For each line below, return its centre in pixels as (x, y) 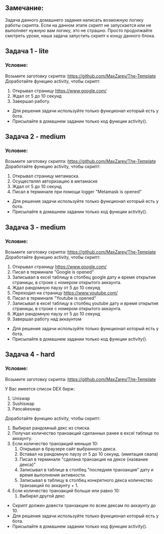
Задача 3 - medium (35, 227)
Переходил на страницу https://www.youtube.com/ (65, 293)
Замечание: (24, 8)
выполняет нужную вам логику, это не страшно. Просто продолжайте (79, 30)
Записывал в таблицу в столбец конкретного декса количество (86, 480)
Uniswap (21, 398)
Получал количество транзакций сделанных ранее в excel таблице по (85, 433)
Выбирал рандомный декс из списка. (51, 428)
